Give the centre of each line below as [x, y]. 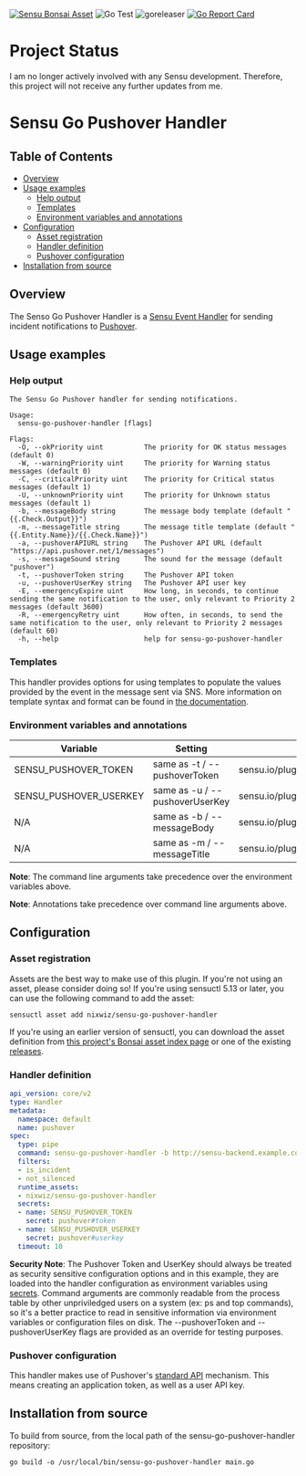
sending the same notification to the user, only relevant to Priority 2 [153, 599]
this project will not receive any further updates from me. [116, 86]
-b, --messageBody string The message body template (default [150, 511]
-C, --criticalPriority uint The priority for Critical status [146, 479]
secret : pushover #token [71, 1221]
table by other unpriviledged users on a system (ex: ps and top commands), [152, 1303]
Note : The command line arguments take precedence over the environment [151, 877]
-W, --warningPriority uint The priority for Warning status [144, 464]
